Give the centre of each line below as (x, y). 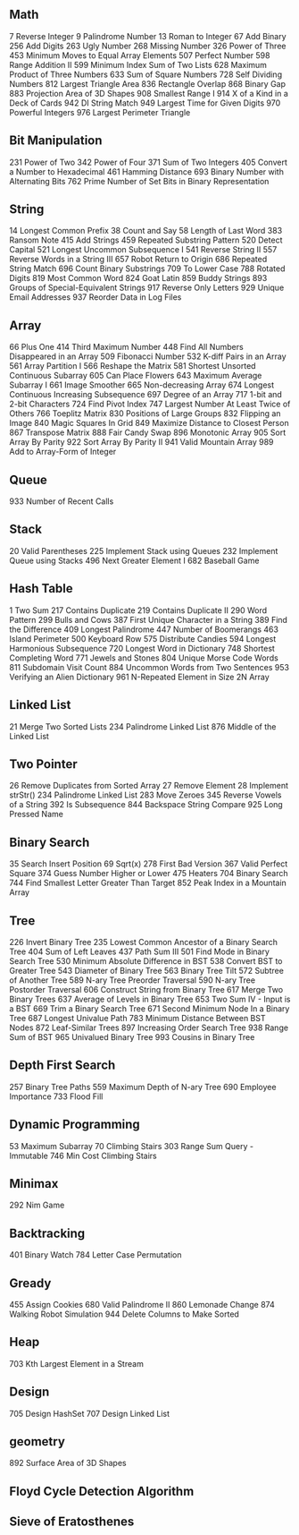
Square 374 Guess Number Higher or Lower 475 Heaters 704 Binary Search (149, 874)
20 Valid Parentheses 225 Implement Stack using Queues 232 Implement (144, 550)
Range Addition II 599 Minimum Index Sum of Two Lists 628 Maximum (138, 64)
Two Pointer (43, 764)
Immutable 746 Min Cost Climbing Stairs (83, 1156)
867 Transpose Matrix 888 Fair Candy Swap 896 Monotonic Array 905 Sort (148, 432)
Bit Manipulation (56, 141)
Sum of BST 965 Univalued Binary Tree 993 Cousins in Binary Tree (132, 1036)
